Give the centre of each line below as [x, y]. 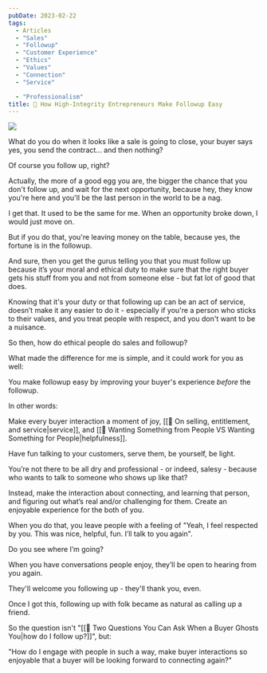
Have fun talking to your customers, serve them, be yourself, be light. [122, 454]
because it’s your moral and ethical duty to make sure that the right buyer [129, 270]
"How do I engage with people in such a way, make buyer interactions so [128, 652]
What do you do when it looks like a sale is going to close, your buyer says [131, 142]
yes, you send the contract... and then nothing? [86, 150]
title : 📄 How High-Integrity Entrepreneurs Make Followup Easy [116, 104]
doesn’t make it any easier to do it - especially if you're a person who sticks [132, 311]
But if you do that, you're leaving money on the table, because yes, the [124, 237]
